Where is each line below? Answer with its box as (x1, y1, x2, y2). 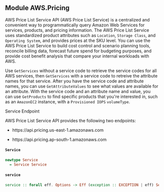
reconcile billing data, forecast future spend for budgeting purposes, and (5, 48, 152, 54)
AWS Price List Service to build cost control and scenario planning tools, (5, 42, 150, 48)
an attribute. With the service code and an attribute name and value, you (5, 88, 151, 94)
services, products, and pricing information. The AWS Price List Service (5, 27, 149, 33)
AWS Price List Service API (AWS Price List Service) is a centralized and (5, 17, 150, 22)
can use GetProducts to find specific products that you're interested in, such (5, 94, 158, 99)
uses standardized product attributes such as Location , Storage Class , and (5, 32, 156, 38)
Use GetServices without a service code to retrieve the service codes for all (5, 68, 157, 74)
